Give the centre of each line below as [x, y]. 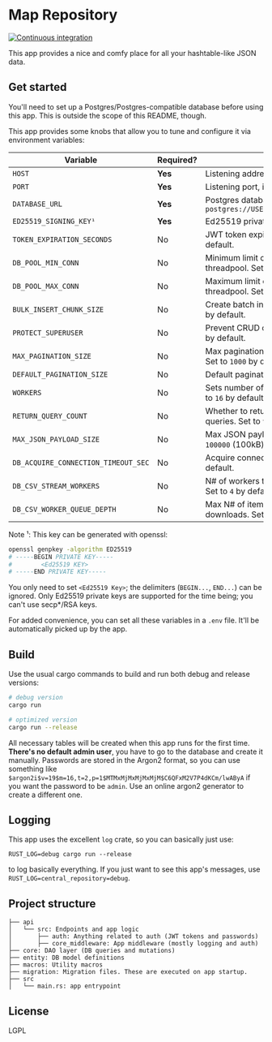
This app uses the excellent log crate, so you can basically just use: [121, 840]
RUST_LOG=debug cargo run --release [70, 855]
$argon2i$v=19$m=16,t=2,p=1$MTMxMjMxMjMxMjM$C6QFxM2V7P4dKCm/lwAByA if [130, 777]
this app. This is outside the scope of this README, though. [108, 115]
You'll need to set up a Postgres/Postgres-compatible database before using [136, 106]
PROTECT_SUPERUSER [48, 333]
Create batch [230, 304]
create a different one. [45, 794]
